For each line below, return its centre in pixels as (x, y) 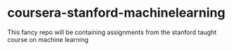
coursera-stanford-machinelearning (116, 13)
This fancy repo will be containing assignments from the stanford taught (112, 32)
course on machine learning (48, 39)
